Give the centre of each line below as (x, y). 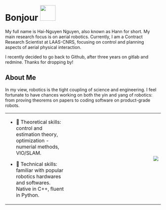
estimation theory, (37, 134)
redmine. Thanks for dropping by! (39, 62)
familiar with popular (40, 170)
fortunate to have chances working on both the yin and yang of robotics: (79, 95)
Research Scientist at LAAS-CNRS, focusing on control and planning (75, 42)
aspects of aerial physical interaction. (43, 47)
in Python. (28, 195)
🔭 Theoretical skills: (39, 122)
